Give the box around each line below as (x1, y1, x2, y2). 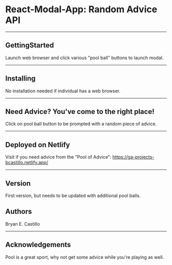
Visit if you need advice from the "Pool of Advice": (5, 154, 112, 160)
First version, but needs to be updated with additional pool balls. (5, 192, 141, 199)
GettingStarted (5, 41, 54, 50)
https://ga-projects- (112, 154, 155, 160)
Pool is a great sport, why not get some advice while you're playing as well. (5, 254, 164, 260)
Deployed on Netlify (5, 140, 70, 149)
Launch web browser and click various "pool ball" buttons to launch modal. (5, 55, 164, 61)
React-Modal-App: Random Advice (5, 4, 158, 15)
